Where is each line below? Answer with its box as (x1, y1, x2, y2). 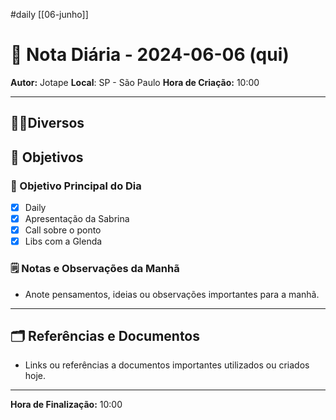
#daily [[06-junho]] (10, 9, 89, 20)
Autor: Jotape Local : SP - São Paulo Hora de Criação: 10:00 (10, 76, 260, 88)
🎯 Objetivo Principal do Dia (10, 179, 142, 193)
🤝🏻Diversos (10, 115, 85, 132)
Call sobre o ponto (24, 224, 102, 236)
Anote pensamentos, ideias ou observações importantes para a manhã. (24, 288, 320, 300)
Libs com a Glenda (24, 235, 103, 248)
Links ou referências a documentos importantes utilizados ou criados (24, 359, 310, 371)
